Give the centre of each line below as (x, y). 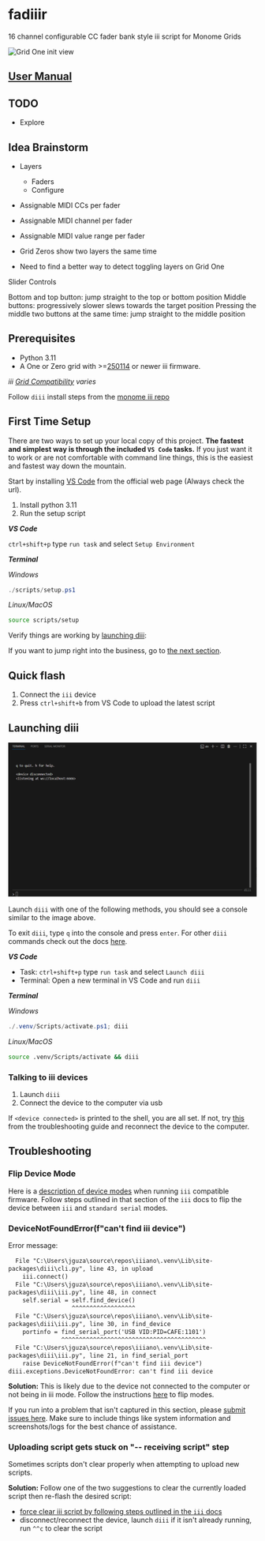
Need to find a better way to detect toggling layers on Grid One (122, 266)
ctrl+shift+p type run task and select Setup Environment (102, 543)
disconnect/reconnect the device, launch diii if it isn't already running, (136, 1520)
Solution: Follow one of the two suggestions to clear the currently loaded (127, 1488)
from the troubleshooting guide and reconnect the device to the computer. (129, 1126)
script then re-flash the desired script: (70, 1496)
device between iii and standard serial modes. (88, 1208)
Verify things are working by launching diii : (78, 635)
